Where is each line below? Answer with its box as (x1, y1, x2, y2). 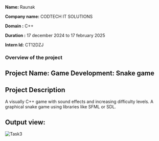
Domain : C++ (5, 23, 34, 29)
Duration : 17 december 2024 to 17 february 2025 (5, 33, 105, 38)
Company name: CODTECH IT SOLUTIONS (5, 14, 93, 19)
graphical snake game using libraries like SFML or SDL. (5, 104, 116, 110)
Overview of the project (5, 54, 63, 60)
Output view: (5, 118, 45, 126)
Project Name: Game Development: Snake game (5, 69, 155, 78)
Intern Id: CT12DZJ (5, 42, 44, 48)
